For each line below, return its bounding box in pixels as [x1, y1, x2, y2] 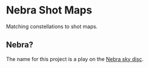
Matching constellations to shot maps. [6, 23, 98, 30]
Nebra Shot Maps [6, 4, 92, 17]
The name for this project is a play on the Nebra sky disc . [6, 55, 144, 62]
